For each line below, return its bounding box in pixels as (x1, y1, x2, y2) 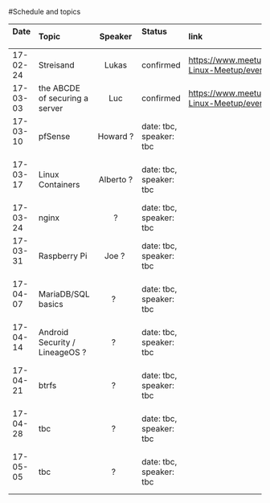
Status (141, 26, 167, 37)
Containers (39, 179, 80, 190)
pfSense (39, 131, 71, 141)
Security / (39, 337, 76, 348)
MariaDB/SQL (39, 288, 90, 300)
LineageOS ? (39, 347, 87, 358)
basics (39, 299, 63, 309)
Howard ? (97, 131, 134, 141)
